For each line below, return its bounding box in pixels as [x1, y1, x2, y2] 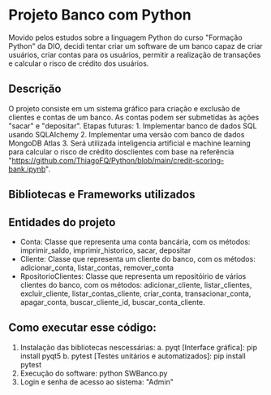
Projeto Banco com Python [8, 6, 192, 24]
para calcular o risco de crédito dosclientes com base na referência [8, 146, 234, 156]
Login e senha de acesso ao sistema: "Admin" [19, 376, 174, 387]
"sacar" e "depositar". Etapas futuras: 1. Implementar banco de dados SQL [8, 120, 257, 131]
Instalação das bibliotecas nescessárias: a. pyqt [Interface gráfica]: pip [19, 342, 258, 352]
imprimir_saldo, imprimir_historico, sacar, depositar [19, 245, 191, 255]
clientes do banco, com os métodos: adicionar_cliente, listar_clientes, [19, 280, 252, 289]
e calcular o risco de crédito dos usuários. [8, 59, 149, 68]
